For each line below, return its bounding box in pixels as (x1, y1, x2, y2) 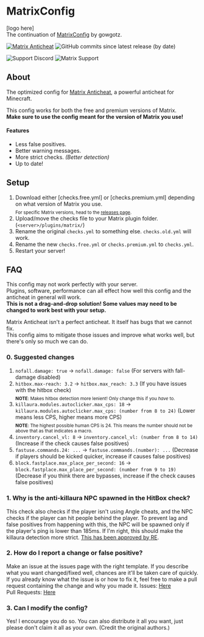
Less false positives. (15, 140, 67, 147)
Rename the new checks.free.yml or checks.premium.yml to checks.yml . (15, 241, 194, 248)
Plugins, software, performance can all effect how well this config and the (6, 287, 192, 295)
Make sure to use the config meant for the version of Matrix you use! (6, 113, 184, 120)
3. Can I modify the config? (6, 604, 88, 612)
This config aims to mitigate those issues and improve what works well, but (6, 331, 195, 339)
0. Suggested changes (6, 353, 75, 362)
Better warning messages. (15, 147, 82, 154)
